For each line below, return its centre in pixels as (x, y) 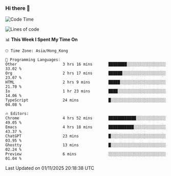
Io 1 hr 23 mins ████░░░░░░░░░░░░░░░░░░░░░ (86, 91)
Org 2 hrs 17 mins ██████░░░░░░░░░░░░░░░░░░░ (86, 73)
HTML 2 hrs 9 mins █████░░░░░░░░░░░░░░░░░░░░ (86, 82)
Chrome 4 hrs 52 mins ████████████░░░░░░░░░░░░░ (86, 118)
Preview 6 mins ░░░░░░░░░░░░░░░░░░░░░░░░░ (86, 154)
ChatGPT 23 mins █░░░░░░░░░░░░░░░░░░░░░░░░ (86, 136)
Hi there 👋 (18, 8)
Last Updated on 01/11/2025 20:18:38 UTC (50, 168)
